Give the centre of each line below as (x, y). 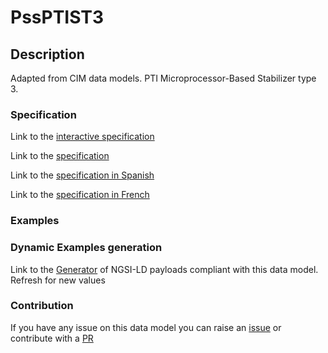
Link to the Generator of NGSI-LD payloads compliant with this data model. (164, 269)
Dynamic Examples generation (86, 248)
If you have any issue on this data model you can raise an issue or (146, 327)
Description (47, 54)
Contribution (42, 306)
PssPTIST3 (57, 17)
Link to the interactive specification (82, 137)
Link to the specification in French (80, 195)
